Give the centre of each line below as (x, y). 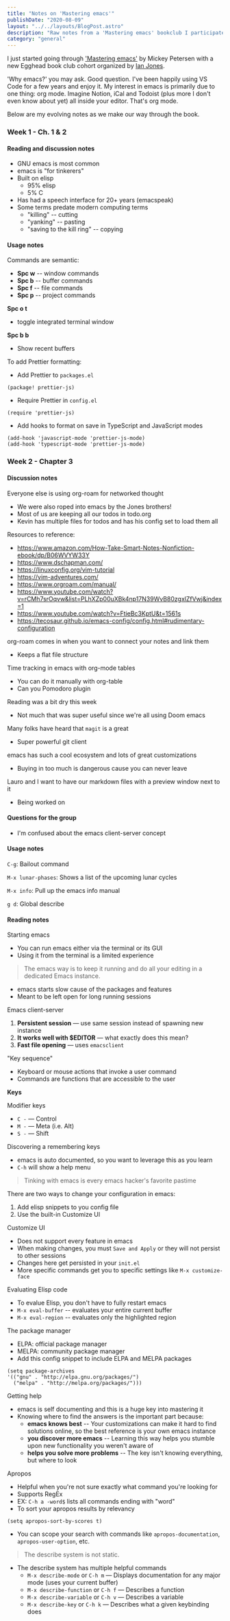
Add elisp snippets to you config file (68, 1207)
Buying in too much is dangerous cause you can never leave (102, 768)
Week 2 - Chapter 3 (40, 462)
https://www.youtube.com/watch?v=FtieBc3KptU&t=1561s (99, 613)
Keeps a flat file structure (53, 654)
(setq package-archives (41, 1371)
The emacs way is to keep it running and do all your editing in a (113, 969)
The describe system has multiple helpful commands (92, 1568)
